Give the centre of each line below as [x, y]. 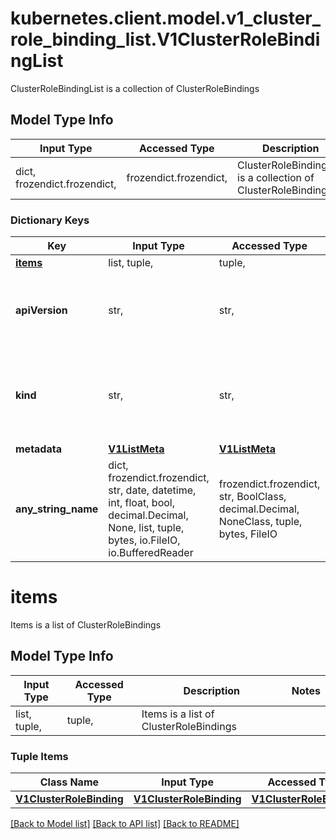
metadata [38, 449]
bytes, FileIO [248, 534]
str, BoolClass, [252, 497]
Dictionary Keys [50, 220]
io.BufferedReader [151, 553]
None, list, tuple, [146, 528]
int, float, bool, [141, 503]
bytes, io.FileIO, [144, 540]
